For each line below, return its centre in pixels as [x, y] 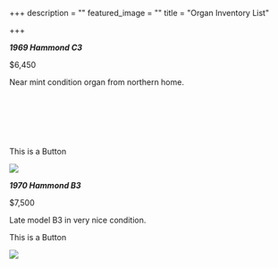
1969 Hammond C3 [46, 47]
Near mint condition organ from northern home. [97, 82]
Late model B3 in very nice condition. [78, 220]
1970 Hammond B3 [46, 185]
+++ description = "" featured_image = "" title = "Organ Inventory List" [139, 13]
